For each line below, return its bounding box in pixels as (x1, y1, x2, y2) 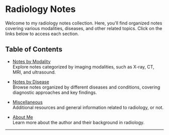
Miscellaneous (12, 99, 43, 105)
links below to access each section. (5, 30, 79, 36)
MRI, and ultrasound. (12, 69, 56, 75)
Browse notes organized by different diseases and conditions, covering (12, 84, 160, 90)
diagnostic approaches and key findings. (12, 89, 97, 95)
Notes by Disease (12, 78, 49, 84)
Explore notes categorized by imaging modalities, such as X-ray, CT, (12, 63, 154, 69)
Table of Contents (5, 45, 63, 53)
